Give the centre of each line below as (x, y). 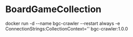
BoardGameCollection (53, 9)
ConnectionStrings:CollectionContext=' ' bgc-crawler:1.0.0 (67, 28)
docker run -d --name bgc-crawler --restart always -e (63, 23)
